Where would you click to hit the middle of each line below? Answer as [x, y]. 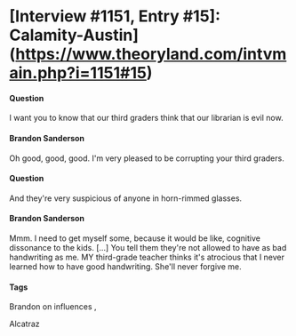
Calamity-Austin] [74, 35]
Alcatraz [24, 324]
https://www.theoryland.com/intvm [151, 54]
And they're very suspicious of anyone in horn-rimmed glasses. [126, 198]
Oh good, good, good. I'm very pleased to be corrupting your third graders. [147, 158]
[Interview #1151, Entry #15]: [115, 16]
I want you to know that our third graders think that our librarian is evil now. [146, 118]
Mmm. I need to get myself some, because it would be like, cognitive [135, 238]
